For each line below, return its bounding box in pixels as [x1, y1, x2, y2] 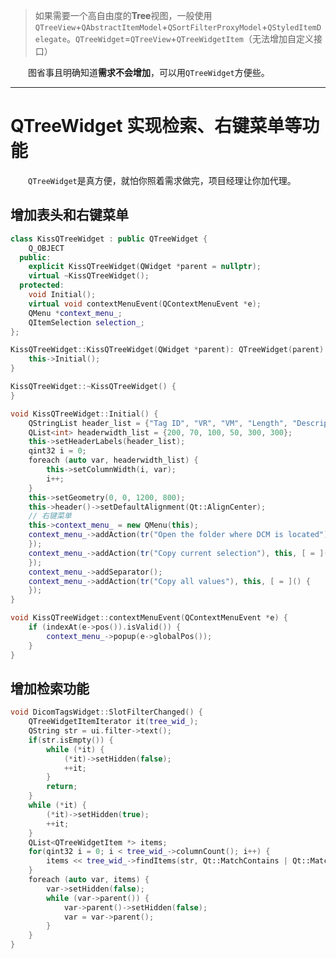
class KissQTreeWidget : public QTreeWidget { [10, 234, 208, 244]
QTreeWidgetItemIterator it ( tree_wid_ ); [28, 717, 199, 727]
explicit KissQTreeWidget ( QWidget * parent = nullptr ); [28, 262, 262, 272]
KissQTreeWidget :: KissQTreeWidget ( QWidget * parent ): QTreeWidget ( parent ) [10, 345, 325, 355]
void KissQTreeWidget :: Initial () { [10, 409, 159, 419]
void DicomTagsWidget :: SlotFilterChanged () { [10, 707, 203, 718]
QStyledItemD [267, 23, 322, 33]
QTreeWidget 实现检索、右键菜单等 [10, 115, 303, 138]
